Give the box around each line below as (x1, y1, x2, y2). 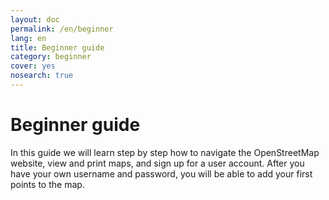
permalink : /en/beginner (10, 24, 114, 34)
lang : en (10, 33, 47, 43)
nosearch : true (10, 71, 74, 81)
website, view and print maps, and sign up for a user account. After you (10, 157, 305, 169)
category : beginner (10, 52, 92, 62)
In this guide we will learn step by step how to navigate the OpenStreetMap (10, 146, 320, 158)
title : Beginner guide (10, 42, 105, 53)
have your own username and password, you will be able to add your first (10, 167, 313, 180)
